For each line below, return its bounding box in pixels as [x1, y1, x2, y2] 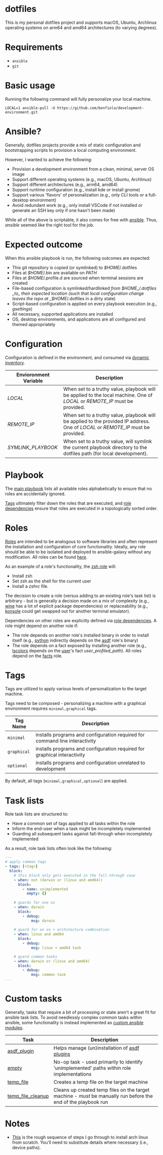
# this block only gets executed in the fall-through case [14, 873, 136, 878]
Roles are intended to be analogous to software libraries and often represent [5, 539, 158, 544]
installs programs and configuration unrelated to [35, 759, 146, 766]
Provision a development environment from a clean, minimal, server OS [12, 166, 154, 172]
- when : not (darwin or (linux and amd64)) [14, 877, 103, 883]
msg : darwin [31, 918, 55, 923]
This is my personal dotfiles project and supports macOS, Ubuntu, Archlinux [5, 19, 157, 25]
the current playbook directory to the [63, 444, 147, 451]
